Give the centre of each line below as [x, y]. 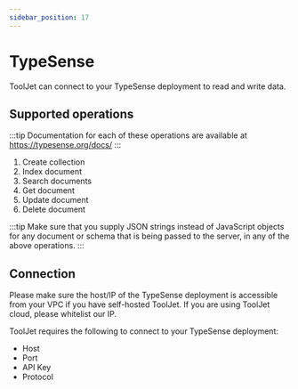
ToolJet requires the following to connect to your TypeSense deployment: [144, 331]
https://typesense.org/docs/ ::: [65, 145]
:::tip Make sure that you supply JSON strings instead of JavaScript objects [147, 227]
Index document [52, 172]
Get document [48, 190]
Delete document [54, 209]
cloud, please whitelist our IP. [63, 314]
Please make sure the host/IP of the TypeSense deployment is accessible [144, 296]
